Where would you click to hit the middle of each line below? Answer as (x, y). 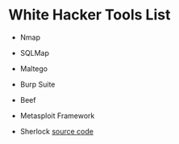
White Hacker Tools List (89, 15)
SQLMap (35, 53)
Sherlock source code (57, 131)
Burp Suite (37, 84)
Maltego (34, 68)
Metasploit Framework (57, 116)
